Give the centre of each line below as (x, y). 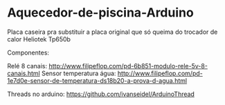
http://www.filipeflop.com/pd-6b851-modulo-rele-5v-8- (128, 66)
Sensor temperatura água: (79, 73)
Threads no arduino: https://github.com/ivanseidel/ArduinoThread (101, 94)
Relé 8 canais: (27, 66)
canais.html (24, 73)
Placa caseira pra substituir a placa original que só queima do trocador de (112, 32)
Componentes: (28, 52)
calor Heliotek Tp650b (39, 39)
